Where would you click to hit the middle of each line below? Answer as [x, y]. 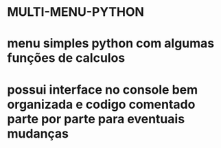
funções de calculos [66, 58]
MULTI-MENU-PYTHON [75, 12]
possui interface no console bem [103, 89]
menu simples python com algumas [111, 44]
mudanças [38, 133]
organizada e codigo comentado [101, 104]
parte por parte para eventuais [96, 119]
